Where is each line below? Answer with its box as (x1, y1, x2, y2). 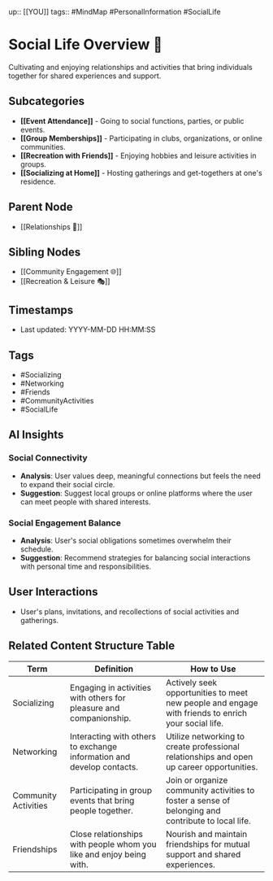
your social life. (165, 717, 223, 729)
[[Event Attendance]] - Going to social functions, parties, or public (19, 116, 245, 125)
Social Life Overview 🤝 (8, 36, 163, 54)
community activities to (165, 784, 255, 796)
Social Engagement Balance (8, 517, 122, 528)
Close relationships (70, 828, 144, 840)
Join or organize (165, 774, 228, 786)
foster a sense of (165, 795, 231, 806)
